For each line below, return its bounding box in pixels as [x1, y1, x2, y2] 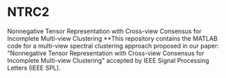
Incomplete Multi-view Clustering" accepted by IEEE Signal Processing [7, 56, 209, 64]
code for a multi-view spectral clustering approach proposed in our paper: [7, 41, 220, 50]
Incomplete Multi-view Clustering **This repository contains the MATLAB [7, 34, 218, 42]
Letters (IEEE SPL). [7, 64, 61, 72]
